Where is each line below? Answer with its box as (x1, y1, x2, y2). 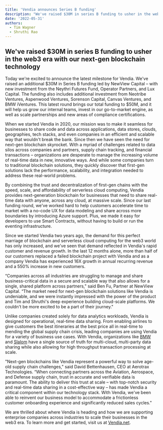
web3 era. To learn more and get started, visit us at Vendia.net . (5, 419, 131, 425)
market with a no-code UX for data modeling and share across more (5, 207, 142, 213)
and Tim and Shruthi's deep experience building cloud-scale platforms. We (5, 299, 155, 304)
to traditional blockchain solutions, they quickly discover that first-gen (5, 162, 145, 168)
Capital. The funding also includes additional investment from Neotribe (5, 91, 147, 97)
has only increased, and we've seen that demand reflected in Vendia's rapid (5, 243, 157, 249)
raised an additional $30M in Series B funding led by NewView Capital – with (5, 80, 158, 86)
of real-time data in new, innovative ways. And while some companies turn (5, 157, 154, 163)
